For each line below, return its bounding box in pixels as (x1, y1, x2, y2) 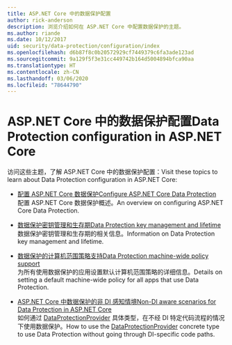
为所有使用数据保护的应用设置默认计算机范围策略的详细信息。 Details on (17, 268, 223, 276)
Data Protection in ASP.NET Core (17, 305, 113, 314)
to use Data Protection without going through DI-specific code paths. (17, 330, 215, 339)
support (17, 259, 40, 268)
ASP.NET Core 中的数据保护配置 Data (7, 114, 220, 130)
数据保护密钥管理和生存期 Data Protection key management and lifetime (17, 221, 221, 229)
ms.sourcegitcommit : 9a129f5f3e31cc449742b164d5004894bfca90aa (7, 56, 194, 63)
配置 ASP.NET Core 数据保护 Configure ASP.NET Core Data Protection (17, 190, 217, 199)
